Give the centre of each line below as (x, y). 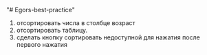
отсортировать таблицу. (52, 30)
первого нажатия (42, 44)
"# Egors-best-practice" (41, 10)
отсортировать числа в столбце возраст (76, 23)
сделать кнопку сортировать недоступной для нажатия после (108, 37)
